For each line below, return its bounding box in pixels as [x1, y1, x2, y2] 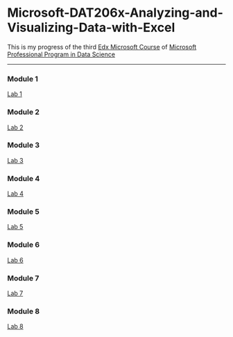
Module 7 [7, 273, 40, 283]
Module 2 [7, 107, 40, 117]
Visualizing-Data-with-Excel [7, 19, 175, 36]
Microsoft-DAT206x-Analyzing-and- [7, 5, 224, 21]
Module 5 [7, 207, 40, 217]
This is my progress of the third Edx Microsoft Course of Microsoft [7, 42, 197, 51]
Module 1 [7, 74, 38, 84]
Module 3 [7, 141, 40, 150]
